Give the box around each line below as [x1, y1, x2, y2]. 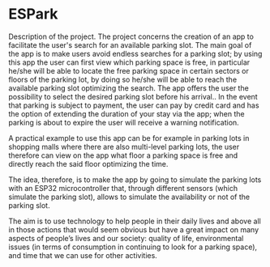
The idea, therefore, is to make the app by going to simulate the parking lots [8, 175, 262, 184]
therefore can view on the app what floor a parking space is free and [8, 150, 238, 160]
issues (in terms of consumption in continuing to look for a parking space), [8, 242, 258, 252]
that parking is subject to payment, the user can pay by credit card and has [8, 100, 259, 110]
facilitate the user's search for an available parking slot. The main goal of [8, 40, 252, 49]
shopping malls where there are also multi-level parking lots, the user [8, 142, 240, 151]
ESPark [8, 5, 58, 23]
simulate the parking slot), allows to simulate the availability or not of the [8, 192, 250, 201]
